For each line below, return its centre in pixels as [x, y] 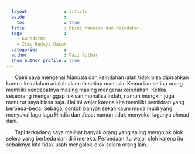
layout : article [49, 11]
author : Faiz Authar [55, 55]
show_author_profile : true [46, 60]
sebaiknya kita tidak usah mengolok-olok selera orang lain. [77, 145]
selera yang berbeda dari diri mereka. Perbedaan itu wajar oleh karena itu [95, 138]
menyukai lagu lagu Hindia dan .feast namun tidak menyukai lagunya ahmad [98, 114]
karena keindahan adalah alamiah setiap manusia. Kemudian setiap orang [95, 83]
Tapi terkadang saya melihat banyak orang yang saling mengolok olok [99, 132]
